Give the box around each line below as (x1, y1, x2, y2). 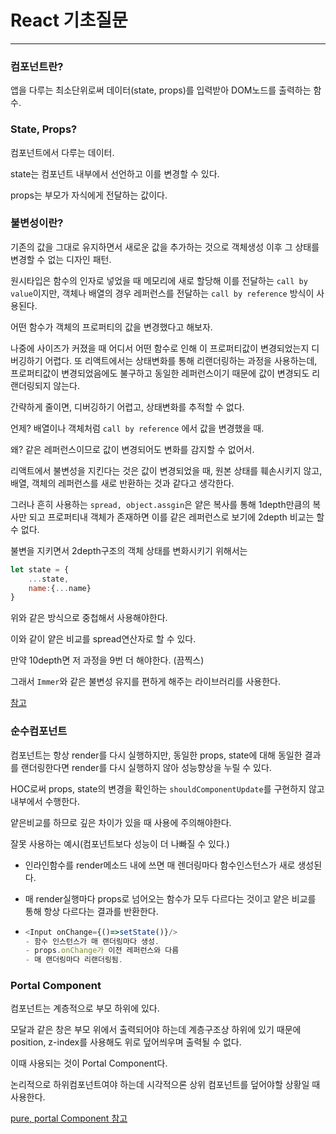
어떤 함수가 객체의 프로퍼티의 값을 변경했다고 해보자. (10, 321, 213, 333)
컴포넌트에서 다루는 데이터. (10, 146, 115, 158)
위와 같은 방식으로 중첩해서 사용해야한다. (10, 612, 168, 624)
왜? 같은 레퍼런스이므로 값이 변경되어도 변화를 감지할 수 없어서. (10, 443, 255, 455)
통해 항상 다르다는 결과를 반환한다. (24, 905, 159, 917)
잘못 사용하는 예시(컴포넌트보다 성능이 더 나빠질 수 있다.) (10, 837, 230, 850)
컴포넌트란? (10, 59, 64, 73)
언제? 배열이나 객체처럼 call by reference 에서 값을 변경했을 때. (10, 422, 265, 434)
